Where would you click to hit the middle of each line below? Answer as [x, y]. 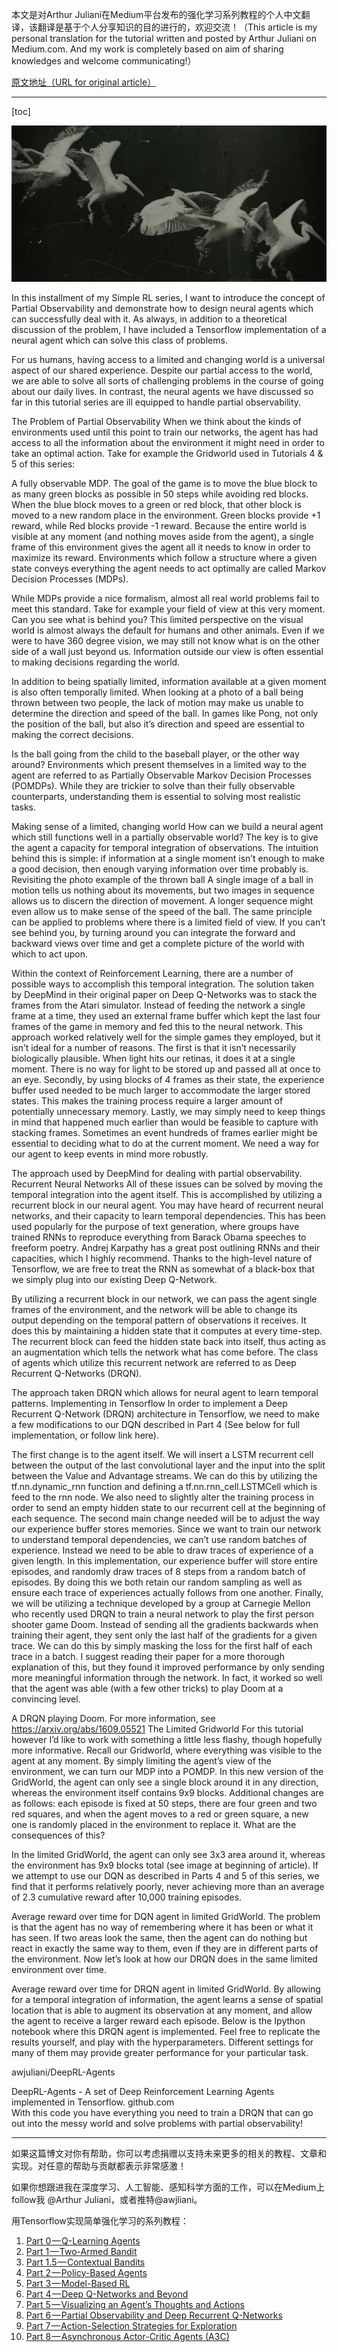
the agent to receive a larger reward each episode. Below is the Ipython [158, 2020]
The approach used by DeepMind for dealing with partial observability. [157, 1173]
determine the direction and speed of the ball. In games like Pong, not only [165, 713]
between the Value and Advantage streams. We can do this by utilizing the [164, 1475]
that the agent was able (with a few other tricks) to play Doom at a [147, 1688]
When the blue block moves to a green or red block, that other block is [156, 504]
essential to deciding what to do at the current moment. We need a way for [165, 1143]
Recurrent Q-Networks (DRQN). [77, 1373]
